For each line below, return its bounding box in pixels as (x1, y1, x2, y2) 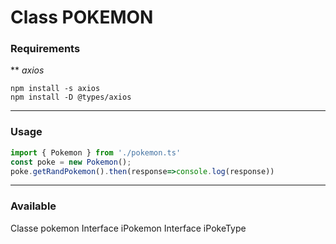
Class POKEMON (10, 6, 154, 29)
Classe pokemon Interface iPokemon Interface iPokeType (10, 222, 247, 234)
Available (10, 199, 57, 213)
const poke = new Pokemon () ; (10, 157, 132, 167)
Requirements (10, 42, 81, 56)
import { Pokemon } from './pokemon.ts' (10, 147, 182, 158)
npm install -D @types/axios (10, 92, 132, 103)
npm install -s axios (10, 84, 101, 94)
